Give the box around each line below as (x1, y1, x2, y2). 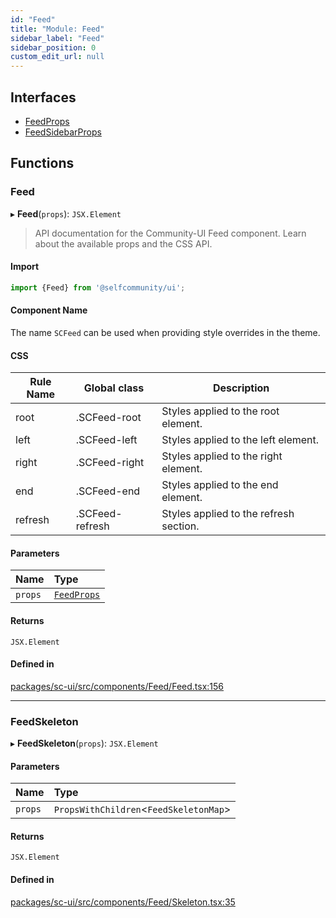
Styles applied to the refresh (161, 507, 295, 521)
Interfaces (10, 89, 77, 106)
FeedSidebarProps (24, 126, 102, 138)
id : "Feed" (10, 14, 56, 25)
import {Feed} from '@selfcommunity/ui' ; (10, 282, 186, 293)
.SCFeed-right (75, 456, 145, 470)
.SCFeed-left (75, 433, 138, 447)
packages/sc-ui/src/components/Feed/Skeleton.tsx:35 (10, 896, 236, 908)
